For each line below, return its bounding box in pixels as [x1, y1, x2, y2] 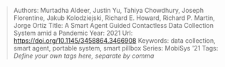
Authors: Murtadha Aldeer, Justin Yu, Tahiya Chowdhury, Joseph [13, 6, 204, 14]
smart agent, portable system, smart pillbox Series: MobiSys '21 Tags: [13, 44, 219, 52]
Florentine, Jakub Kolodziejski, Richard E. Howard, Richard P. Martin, [13, 14, 215, 22]
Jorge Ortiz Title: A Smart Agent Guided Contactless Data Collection [13, 21, 214, 29]
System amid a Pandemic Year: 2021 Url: [13, 29, 133, 37]
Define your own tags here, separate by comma [13, 51, 155, 60]
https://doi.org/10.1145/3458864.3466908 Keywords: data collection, [13, 36, 216, 45]
